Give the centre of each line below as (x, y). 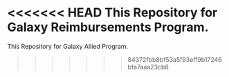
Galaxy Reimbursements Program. (108, 27)
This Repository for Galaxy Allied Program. (68, 46)
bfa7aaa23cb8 (148, 67)
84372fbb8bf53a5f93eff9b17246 (175, 59)
